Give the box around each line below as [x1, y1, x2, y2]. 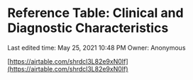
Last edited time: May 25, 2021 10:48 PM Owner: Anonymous [7, 43, 186, 52]
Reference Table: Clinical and [7, 5, 184, 21]
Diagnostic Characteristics [7, 20, 169, 36]
